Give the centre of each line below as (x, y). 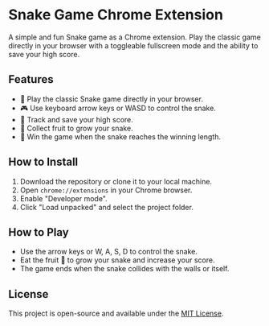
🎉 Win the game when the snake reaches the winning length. (120, 136)
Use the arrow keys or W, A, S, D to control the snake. (109, 252)
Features (31, 79)
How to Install (43, 162)
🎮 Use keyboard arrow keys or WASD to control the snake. (118, 108)
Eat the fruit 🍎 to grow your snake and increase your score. (117, 260)
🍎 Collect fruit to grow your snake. (77, 128)
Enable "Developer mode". (63, 198)
